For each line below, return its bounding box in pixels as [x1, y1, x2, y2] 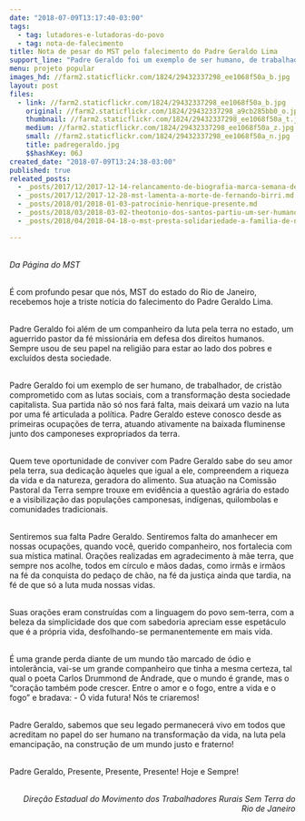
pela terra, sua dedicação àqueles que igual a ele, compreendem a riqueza [9, 465, 290, 476]
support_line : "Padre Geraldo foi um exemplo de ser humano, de [9, 56, 258, 65]
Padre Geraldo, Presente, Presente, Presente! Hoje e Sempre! [9, 765, 239, 776]
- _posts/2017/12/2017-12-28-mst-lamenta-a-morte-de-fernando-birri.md [17, 191, 295, 200]
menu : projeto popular [9, 65, 95, 74]
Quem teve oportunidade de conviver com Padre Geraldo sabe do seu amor [9, 455, 293, 466]
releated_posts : [9, 174, 71, 183]
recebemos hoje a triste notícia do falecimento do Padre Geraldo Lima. [9, 296, 274, 307]
